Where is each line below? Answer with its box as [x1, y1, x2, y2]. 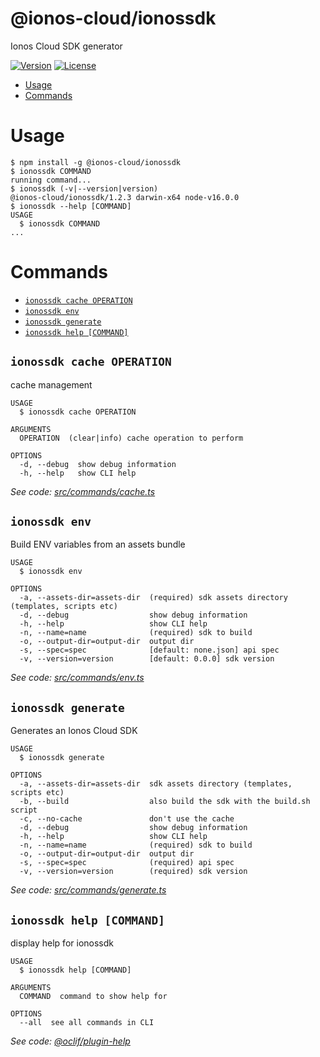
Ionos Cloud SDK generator [10, 40, 123, 52]
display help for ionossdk [10, 937, 114, 949]
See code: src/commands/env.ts [10, 672, 145, 684]
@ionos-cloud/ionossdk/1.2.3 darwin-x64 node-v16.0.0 [10, 192, 240, 202]
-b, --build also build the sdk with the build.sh [19, 797, 311, 807]
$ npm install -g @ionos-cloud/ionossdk [10, 157, 182, 167]
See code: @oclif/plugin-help [10, 1035, 131, 1047]
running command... [10, 175, 92, 185]
